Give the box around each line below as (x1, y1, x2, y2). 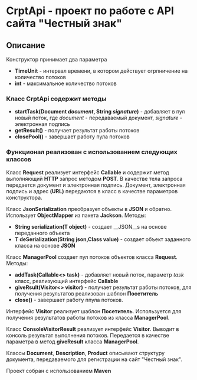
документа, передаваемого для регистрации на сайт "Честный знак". (6, 356, 183, 363)
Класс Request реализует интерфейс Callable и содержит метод (6, 168, 169, 176)
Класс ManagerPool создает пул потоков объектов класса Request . (6, 253, 178, 261)
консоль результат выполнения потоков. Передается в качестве (6, 332, 169, 339)
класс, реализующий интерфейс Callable (14, 277, 119, 284)
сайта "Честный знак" (6, 17, 123, 30)
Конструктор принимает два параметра (6, 56, 107, 63)
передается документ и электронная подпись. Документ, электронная (6, 181, 186, 189)
